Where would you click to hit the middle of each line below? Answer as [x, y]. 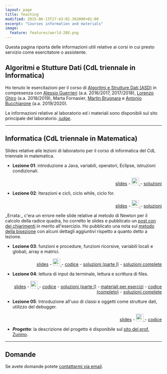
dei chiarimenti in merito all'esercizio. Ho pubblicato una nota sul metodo [80, 226]
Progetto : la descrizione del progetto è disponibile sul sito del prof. [81, 329]
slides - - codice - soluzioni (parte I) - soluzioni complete [99, 264]
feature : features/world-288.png [44, 33]
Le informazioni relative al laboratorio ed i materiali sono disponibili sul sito [81, 113]
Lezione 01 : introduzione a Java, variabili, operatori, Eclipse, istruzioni [84, 165]
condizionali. [25, 171]
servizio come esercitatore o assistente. [46, 52]
